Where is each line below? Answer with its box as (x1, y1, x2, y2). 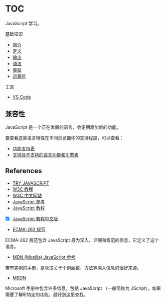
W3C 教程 (12, 186, 34, 192)
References (5, 167, 42, 175)
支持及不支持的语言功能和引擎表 (12, 152, 79, 158)
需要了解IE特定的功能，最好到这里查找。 (5, 291, 89, 297)
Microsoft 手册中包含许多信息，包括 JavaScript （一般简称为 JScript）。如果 (5, 285, 161, 291)
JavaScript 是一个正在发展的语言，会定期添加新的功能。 (5, 124, 121, 130)
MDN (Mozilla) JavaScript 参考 (12, 254, 76, 260)
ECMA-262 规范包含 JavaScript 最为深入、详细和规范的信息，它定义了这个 (5, 237, 159, 243)
